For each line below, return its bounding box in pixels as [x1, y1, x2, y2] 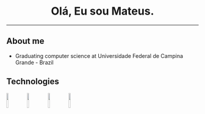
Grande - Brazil [15, 59, 54, 66]
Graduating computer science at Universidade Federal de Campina [15, 52, 184, 59]
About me [6, 36, 45, 46]
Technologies [6, 76, 60, 87]
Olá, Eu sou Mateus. [51, 4, 154, 18]
